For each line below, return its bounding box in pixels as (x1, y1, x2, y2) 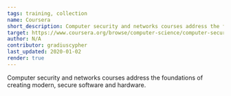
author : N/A (7, 36, 41, 43)
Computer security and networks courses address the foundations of (7, 73, 203, 82)
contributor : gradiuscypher (7, 42, 88, 49)
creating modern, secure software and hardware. (7, 80, 146, 89)
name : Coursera (7, 16, 51, 23)
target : (7, 29, 30, 36)
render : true (7, 55, 45, 62)
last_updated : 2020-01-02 (7, 49, 81, 56)
